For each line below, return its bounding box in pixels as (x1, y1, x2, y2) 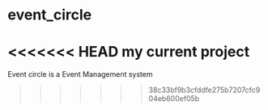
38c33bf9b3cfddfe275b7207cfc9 (148, 85, 261, 95)
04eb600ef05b (148, 94, 200, 104)
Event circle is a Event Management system (7, 70, 153, 79)
